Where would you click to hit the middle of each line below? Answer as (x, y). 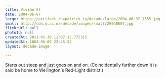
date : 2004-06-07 (23, 14)
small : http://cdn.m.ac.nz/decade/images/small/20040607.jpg (69, 23)
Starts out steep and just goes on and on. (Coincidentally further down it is (81, 65)
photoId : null (20, 33)
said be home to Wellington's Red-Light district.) (54, 70)
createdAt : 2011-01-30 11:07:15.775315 (46, 38)
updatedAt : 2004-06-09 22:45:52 (38, 42)
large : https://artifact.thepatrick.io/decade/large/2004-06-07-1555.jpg (83, 19)
